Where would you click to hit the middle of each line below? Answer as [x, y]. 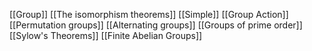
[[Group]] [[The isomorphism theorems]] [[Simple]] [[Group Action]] [149, 14]
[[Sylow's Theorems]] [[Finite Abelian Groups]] [106, 35]
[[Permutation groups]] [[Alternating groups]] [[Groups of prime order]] [156, 25]
